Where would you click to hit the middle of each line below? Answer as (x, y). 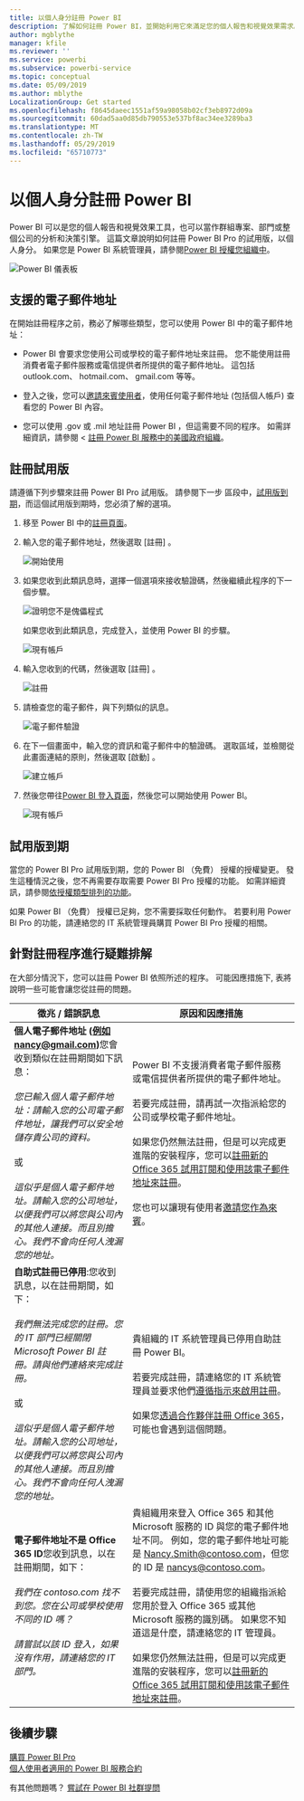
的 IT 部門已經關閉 (52, 1338)
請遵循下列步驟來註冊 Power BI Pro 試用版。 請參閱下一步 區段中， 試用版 (145, 492)
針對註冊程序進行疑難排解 (81, 954)
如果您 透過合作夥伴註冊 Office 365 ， (211, 1415)
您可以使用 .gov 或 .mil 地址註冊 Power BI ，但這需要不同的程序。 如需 (152, 426)
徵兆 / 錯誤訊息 (69, 1013)
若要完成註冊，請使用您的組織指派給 (209, 1592)
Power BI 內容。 (78, 407)
